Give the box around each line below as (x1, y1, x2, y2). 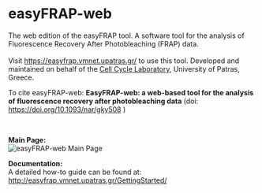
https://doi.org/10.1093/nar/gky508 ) (8, 104, 126, 114)
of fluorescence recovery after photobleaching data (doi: (8, 96, 199, 106)
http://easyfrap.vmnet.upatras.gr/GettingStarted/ (8, 175, 167, 185)
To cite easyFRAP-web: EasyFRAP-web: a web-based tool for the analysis (8, 87, 254, 97)
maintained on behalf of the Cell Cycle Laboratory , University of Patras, (8, 64, 240, 73)
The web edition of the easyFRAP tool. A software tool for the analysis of (8, 31, 245, 40)
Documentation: (8, 158, 63, 168)
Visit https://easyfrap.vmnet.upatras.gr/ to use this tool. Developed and (8, 56, 240, 65)
